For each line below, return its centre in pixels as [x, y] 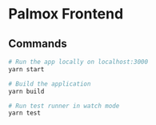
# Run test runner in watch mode [64, 106]
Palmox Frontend [66, 14]
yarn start [26, 69]
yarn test [25, 113]
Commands [38, 44]
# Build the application [50, 84]
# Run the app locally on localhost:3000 [78, 62]
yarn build [26, 91]
